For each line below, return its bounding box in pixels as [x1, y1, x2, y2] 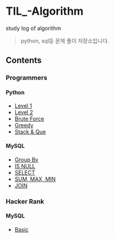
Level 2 [14, 109, 34, 116]
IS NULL [14, 162, 36, 169]
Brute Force [14, 115, 45, 123]
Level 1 [14, 102, 32, 109]
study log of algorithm [5, 24, 62, 32]
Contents [5, 55, 42, 65]
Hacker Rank [5, 197, 45, 205]
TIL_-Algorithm [5, 4, 84, 18]
